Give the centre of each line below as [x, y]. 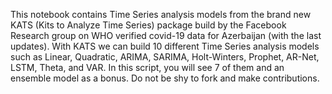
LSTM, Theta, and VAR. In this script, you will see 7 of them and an [147, 67]
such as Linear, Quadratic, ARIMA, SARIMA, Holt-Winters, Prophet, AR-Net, [165, 57]
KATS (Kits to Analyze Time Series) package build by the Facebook [148, 25]
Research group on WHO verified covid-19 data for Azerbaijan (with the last [166, 35]
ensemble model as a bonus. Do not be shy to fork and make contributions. [165, 78]
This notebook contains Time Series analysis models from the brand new [161, 14]
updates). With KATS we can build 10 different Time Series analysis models [165, 46]
